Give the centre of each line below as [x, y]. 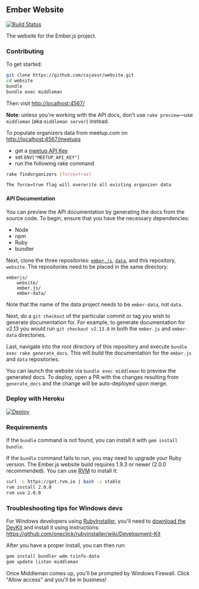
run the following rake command [54, 163]
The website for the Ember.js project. [51, 36]
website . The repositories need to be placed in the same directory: [87, 266]
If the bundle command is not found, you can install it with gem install [92, 440]
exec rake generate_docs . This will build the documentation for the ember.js [99, 353]
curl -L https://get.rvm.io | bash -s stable [63, 482]
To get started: [24, 64]
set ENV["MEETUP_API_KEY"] [47, 157]
